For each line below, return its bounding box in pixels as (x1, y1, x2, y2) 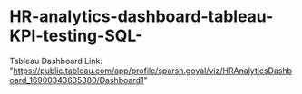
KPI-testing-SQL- (9, 25, 143, 46)
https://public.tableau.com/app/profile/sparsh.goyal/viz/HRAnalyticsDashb (13, 65, 293, 76)
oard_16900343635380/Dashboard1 (9, 74, 144, 85)
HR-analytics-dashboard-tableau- (9, 6, 274, 27)
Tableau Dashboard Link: (9, 55, 102, 66)
